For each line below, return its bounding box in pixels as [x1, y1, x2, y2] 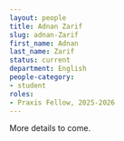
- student [9, 81, 47, 90]
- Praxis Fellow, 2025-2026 [9, 97, 116, 107]
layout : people [9, 13, 67, 23]
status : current [9, 55, 71, 65]
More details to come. [9, 123, 91, 134]
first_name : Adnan [9, 38, 79, 48]
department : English [9, 65, 88, 74]
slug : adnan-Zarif [9, 30, 79, 39]
